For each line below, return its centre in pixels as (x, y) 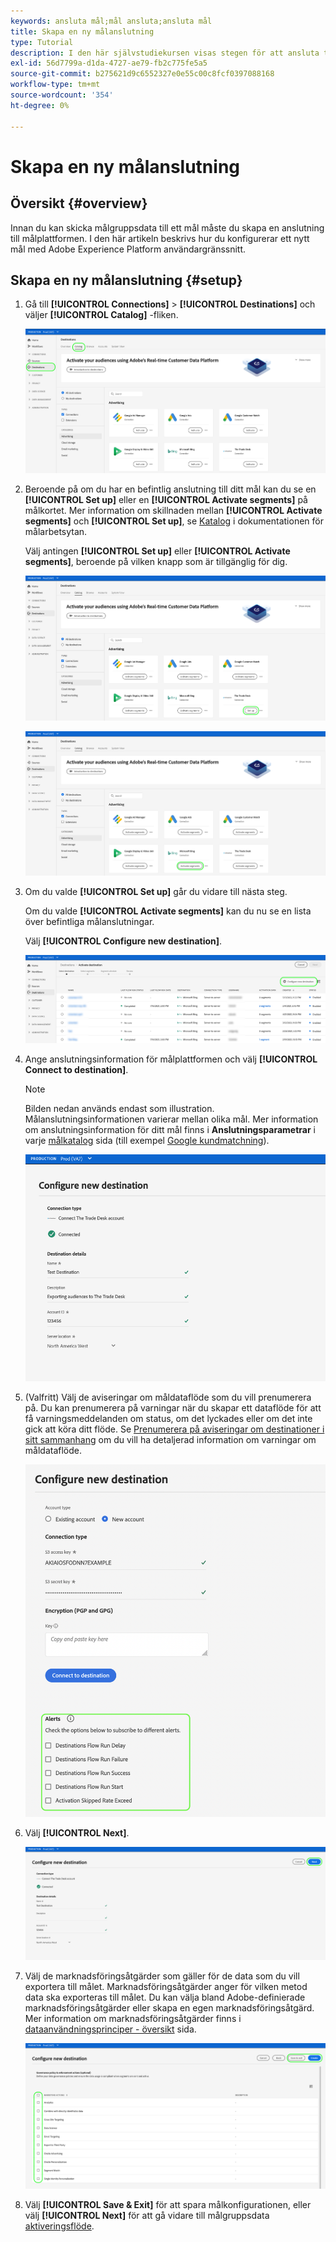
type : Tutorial (42, 42)
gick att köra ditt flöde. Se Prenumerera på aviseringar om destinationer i (174, 1429)
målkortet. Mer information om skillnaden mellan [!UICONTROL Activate (173, 511)
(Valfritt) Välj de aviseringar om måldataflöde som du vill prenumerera (168, 1397)
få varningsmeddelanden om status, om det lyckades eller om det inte (168, 1418)
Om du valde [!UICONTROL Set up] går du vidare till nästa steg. (156, 891)
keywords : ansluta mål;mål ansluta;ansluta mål (111, 21)
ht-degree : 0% (40, 105)
